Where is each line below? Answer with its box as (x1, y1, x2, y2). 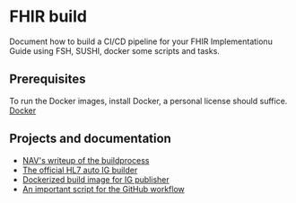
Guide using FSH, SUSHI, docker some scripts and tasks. (9, 45, 220, 56)
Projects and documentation (9, 131, 172, 146)
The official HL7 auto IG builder (22, 164, 138, 175)
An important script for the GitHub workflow (22, 183, 186, 194)
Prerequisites (9, 72, 86, 87)
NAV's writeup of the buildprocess (22, 154, 150, 165)
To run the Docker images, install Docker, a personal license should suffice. (9, 95, 288, 106)
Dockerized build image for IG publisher (22, 173, 170, 185)
